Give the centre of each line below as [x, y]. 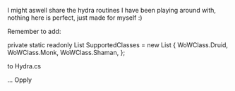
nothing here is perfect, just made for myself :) [75, 18]
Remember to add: [34, 31]
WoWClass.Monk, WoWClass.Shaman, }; [66, 53]
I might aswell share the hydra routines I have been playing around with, [112, 10]
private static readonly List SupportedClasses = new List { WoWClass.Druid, [117, 45]
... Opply [20, 80]
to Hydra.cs [24, 66]
